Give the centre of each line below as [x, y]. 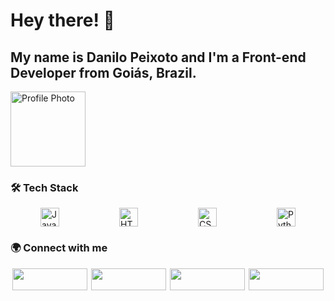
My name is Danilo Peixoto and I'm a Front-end [158, 57]
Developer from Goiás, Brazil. [103, 72]
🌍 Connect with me [59, 248]
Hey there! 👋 [62, 20]
